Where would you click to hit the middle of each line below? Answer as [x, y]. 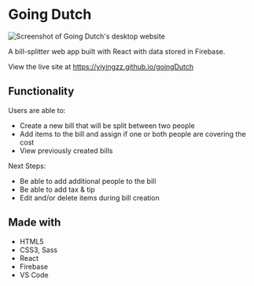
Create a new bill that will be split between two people [107, 125]
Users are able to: [37, 110]
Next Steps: [27, 166]
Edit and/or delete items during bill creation [89, 197]
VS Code [34, 275]
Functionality [41, 92]
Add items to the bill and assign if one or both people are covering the [133, 134]
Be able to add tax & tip [57, 189]
